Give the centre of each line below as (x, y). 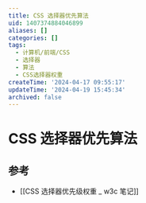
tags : (17, 45)
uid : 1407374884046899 (46, 23)
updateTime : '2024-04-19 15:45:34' (67, 90)
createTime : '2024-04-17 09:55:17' (67, 82)
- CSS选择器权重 (39, 75)
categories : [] (33, 38)
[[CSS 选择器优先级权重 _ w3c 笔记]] (79, 191)
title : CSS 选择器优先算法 (48, 16)
